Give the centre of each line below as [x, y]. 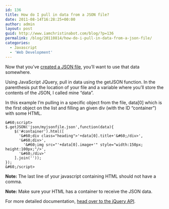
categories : [18, 43]
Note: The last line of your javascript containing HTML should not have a [81, 176]
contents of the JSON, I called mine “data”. [50, 93]
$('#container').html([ [39, 131]
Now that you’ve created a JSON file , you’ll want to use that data [72, 67]
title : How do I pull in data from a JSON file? [57, 15]
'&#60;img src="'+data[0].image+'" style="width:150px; [83, 145]
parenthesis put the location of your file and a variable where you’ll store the [84, 87]
